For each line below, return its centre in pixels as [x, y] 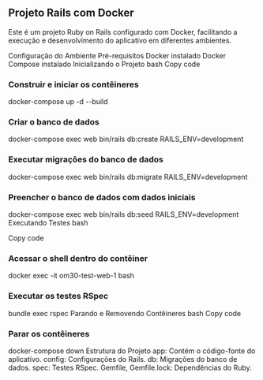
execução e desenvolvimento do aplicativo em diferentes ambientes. [120, 40]
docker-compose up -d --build [58, 102]
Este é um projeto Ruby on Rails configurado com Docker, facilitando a [123, 32]
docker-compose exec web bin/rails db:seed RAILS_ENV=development [124, 214]
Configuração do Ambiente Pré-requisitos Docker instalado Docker [117, 55]
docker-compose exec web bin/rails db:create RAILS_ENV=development [126, 139]
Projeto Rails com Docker [71, 13]
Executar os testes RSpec [58, 296]
